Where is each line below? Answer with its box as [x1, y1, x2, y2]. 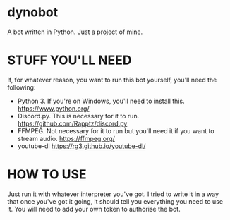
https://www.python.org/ [17, 104, 90, 113]
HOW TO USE [7, 166, 87, 183]
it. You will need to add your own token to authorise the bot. [7, 204, 181, 213]
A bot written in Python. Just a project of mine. [7, 28, 143, 36]
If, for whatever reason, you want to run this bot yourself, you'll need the [7, 75, 217, 84]
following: [7, 82, 36, 92]
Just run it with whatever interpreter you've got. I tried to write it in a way [7, 190, 219, 198]
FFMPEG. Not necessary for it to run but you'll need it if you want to [17, 126, 214, 135]
